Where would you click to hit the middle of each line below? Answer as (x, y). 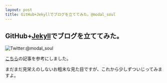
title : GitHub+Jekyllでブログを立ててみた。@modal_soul (60, 14)
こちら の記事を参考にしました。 (38, 58)
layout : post (19, 10)
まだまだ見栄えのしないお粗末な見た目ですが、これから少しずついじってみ (82, 69)
